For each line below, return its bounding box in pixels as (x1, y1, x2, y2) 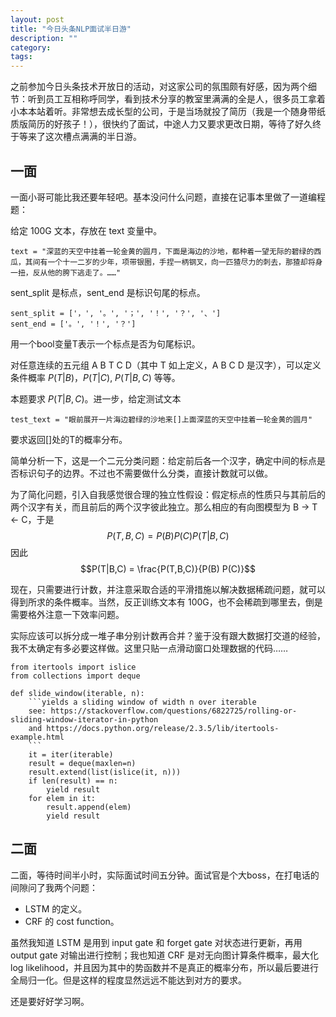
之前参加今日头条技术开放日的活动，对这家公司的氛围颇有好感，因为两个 (10, 81, 308, 93)
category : (10, 42, 52, 53)
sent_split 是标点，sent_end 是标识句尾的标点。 (10, 286, 206, 298)
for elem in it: (28, 793, 97, 803)
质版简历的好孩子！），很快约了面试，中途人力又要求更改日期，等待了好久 (10, 118, 313, 130)
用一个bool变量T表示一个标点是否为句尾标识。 (10, 337, 201, 350)
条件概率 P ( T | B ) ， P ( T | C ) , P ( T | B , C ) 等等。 (10, 371, 181, 383)
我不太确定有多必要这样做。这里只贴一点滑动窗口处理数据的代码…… (10, 642, 289, 654)
